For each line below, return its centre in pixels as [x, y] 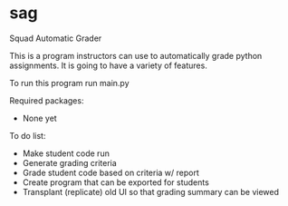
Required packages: [47, 100]
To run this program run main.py [69, 83]
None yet [39, 118]
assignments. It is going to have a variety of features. [109, 65]
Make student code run [66, 153]
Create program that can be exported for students [116, 182]
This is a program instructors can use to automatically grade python [136, 55]
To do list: [28, 135]
